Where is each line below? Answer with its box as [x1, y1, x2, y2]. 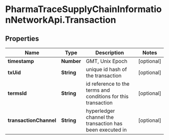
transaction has [86, 120, 123, 127]
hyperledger [86, 107, 115, 114]
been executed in [86, 126, 127, 133]
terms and [86, 87, 110, 94]
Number [61, 58, 81, 64]
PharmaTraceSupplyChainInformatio [5, 4, 162, 15]
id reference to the [86, 81, 130, 87]
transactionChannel [8, 117, 56, 124]
